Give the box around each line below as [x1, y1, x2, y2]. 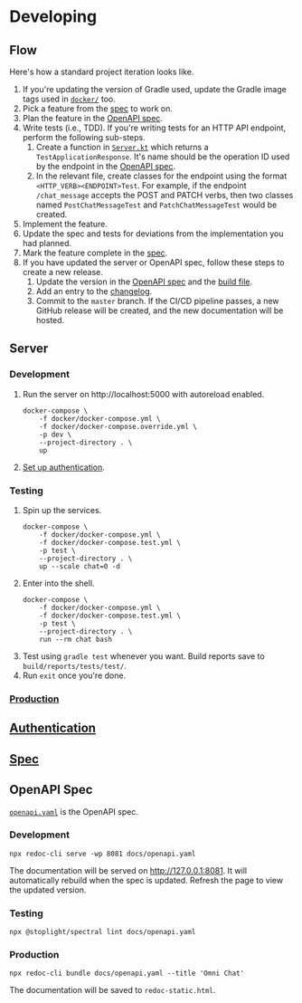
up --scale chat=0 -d [39, 561, 120, 571]
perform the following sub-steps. [22, 132, 146, 142]
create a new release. [22, 267, 104, 277]
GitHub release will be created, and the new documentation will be [35, 305, 284, 316]
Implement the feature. [22, 219, 109, 229]
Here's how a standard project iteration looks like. [9, 66, 194, 77]
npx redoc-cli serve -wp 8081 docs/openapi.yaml [9, 849, 196, 858]
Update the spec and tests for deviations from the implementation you [22, 228, 284, 239]
